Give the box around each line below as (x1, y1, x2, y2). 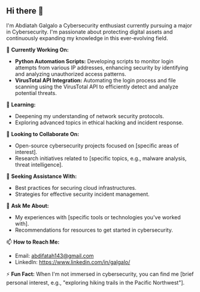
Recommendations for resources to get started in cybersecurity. (14, 226, 174, 233)
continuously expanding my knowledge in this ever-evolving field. (6, 34, 168, 42)
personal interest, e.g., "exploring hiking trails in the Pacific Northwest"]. (6, 279, 185, 286)
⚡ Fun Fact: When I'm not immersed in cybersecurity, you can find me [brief (6, 270, 194, 278)
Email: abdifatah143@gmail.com (14, 252, 94, 259)
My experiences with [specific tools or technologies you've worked (14, 213, 181, 221)
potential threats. (14, 89, 57, 96)
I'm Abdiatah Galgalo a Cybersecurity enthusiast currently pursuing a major (6, 21, 193, 29)
